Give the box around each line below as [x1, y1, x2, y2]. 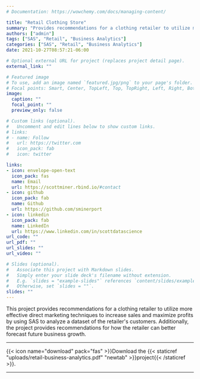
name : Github [11, 201, 44, 207]
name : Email [11, 178, 42, 184]
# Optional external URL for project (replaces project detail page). [6, 58, 185, 64]
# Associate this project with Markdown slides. [6, 267, 135, 272]
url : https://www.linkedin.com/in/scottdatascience [11, 228, 143, 234]
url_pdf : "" [6, 239, 36, 246]
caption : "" [11, 96, 42, 102]
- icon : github [6, 190, 44, 196]
